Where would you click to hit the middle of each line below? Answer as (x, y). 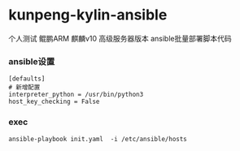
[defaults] (27, 79)
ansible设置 (32, 61)
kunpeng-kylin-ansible (88, 15)
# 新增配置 (24, 88)
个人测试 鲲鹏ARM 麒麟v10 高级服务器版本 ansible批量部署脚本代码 (120, 38)
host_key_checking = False (54, 102)
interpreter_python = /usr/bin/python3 (76, 95)
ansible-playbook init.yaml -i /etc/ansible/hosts (98, 139)
